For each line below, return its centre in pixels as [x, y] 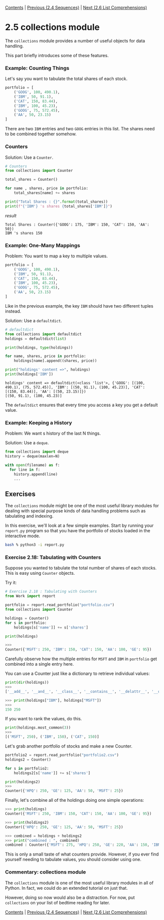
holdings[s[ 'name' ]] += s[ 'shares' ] [51, 627]
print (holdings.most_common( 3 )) [38, 728]
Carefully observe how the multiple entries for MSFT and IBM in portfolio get [81, 659]
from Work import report [30, 596]
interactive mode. [23, 536]
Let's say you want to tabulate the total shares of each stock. [66, 79]
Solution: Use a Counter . [29, 157]
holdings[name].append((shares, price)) [55, 361]
